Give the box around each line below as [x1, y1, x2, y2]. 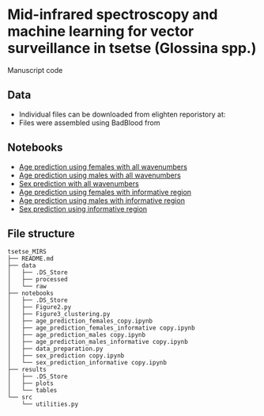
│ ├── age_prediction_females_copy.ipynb [7, 317, 153, 326]
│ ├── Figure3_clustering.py [7, 311, 111, 319]
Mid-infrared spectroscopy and [7, 6, 218, 24]
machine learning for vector [7, 22, 194, 40]
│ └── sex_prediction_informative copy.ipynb [7, 359, 168, 367]
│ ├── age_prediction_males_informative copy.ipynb [7, 338, 189, 346]
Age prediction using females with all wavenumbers [18, 162, 187, 171]
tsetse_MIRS [7, 248, 47, 256]
